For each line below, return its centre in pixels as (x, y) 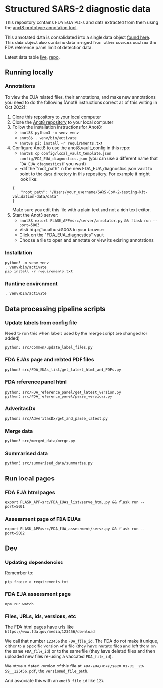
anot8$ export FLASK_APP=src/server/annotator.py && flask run (85, 221)
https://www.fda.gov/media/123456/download (50, 632)
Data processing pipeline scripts (55, 309)
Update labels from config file (41, 322)
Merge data (19, 431)
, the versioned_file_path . (62, 671)
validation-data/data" (35, 196)
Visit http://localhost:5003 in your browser (62, 229)
